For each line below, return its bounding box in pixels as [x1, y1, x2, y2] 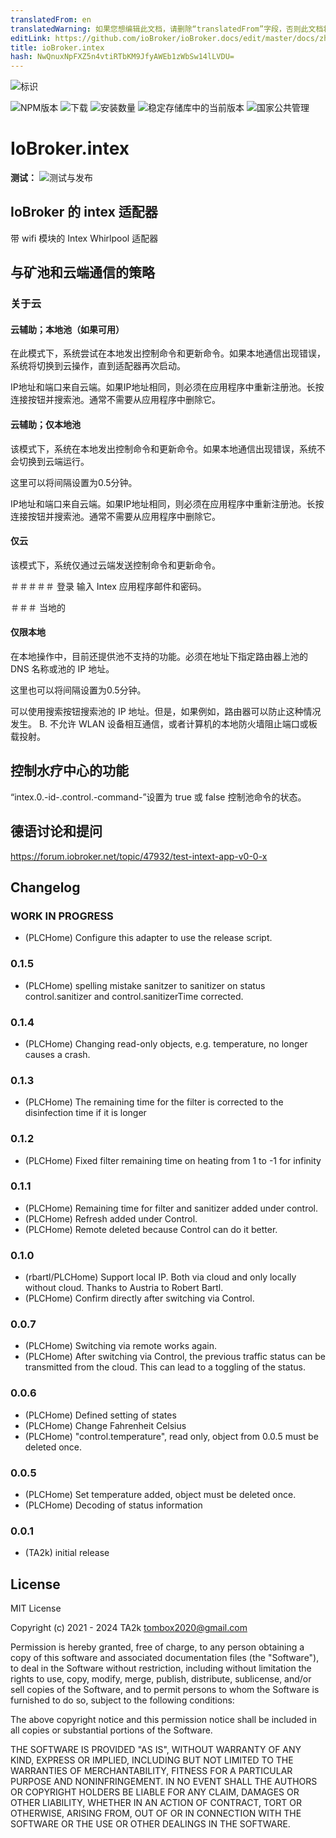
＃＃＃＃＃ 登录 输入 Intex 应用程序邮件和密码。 [10, 580, 207, 592]
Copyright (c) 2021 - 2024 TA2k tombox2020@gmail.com [10, 1622, 248, 1634]
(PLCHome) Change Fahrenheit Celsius [24, 1419, 187, 1431]
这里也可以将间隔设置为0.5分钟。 [10, 684, 147, 696]
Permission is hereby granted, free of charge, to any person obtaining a [10, 1641, 305, 1653]
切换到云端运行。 [18, 455, 90, 467]
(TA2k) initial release [24, 1547, 110, 1559]
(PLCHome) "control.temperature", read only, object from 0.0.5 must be [24, 1430, 319, 1442]
